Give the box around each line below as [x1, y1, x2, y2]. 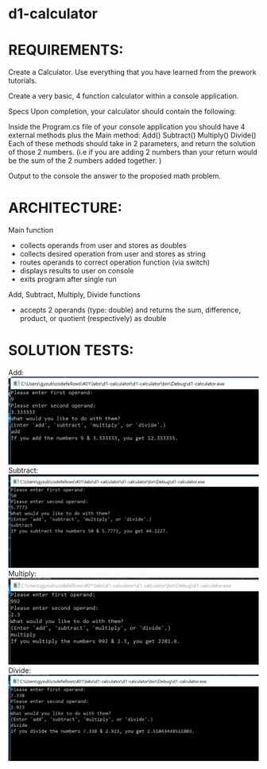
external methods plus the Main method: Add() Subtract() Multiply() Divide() [8, 130, 257, 140]
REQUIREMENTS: [8, 41, 124, 60]
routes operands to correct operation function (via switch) [19, 257, 211, 267]
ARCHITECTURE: [8, 199, 123, 217]
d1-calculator [8, 5, 98, 23]
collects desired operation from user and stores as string [19, 249, 207, 259]
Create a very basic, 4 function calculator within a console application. [8, 91, 239, 101]
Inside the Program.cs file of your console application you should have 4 [8, 122, 246, 132]
